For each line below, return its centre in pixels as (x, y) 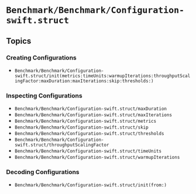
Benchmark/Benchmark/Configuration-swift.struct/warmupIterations (97, 157)
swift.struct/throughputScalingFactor (62, 145)
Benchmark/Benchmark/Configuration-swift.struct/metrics (85, 122)
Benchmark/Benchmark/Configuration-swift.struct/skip (81, 127)
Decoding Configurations (43, 172)
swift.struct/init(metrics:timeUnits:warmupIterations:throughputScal (102, 76)
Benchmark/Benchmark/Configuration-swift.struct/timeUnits (88, 151)
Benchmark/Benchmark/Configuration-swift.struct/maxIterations (93, 115)
